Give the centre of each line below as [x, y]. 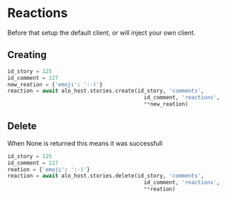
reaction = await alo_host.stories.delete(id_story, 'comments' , [106, 176]
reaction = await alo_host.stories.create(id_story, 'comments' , [106, 91]
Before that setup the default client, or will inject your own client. [102, 33]
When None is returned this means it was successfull [85, 143]
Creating [27, 55]
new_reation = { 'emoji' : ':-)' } [55, 84]
